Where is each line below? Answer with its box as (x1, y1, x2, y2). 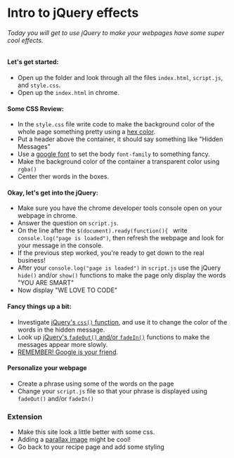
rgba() (17, 166, 37, 174)
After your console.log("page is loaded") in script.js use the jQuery (17, 263, 221, 272)
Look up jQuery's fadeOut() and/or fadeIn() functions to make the (17, 332, 210, 341)
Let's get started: (7, 58, 59, 66)
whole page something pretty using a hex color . (17, 128, 156, 136)
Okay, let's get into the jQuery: (7, 188, 98, 197)
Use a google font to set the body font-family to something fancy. (17, 150, 210, 159)
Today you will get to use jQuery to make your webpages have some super (7, 28, 225, 37)
